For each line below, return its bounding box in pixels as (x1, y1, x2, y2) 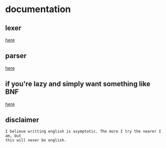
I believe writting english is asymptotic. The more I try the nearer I (5, 129, 161, 134)
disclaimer (5, 116, 39, 124)
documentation (5, 4, 71, 15)
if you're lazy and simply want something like (5, 80, 150, 88)
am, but (5, 133, 22, 138)
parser (5, 52, 27, 60)
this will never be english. (5, 138, 67, 143)
